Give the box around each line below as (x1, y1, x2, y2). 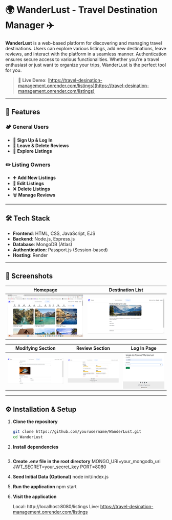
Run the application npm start (12, 483, 77, 490)
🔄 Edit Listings (12, 180, 45, 186)
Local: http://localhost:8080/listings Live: (12, 503, 99, 509)
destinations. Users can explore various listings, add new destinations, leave (5, 45, 166, 51)
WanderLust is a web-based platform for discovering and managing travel (5, 39, 162, 46)
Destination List (109, 287, 143, 293)
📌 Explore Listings (12, 148, 52, 154)
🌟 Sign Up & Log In (12, 137, 53, 143)
